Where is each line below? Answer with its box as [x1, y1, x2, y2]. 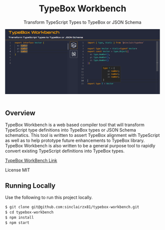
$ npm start [5, 220, 29, 225]
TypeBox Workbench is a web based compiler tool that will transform [5, 122, 145, 128]
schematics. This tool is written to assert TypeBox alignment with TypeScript [5, 132, 160, 138]
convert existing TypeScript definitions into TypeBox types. [5, 148, 125, 154]
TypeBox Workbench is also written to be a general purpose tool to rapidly [5, 143, 156, 149]
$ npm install [5, 215, 34, 220]
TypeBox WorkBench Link [5, 158, 57, 164]
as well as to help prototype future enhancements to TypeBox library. [5, 137, 145, 143]
